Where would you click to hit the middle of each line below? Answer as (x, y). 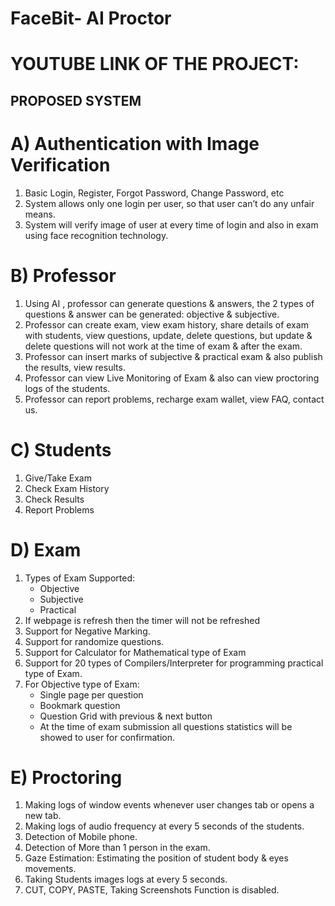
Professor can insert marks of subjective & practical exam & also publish (173, 356)
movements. (50, 869)
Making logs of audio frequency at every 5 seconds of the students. (164, 826)
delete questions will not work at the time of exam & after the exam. (163, 346)
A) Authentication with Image (135, 143)
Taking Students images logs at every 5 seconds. (126, 879)
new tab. (43, 816)
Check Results (54, 499)
